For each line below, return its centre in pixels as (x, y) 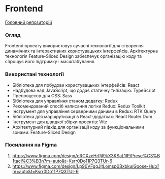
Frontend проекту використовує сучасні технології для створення (74, 46)
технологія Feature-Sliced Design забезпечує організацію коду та (73, 56)
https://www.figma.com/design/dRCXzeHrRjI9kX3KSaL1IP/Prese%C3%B (86, 155)
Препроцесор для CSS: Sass (42, 95)
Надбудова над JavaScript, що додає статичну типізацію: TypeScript (84, 90)
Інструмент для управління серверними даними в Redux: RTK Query (84, 111)
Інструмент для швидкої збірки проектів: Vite (60, 122)
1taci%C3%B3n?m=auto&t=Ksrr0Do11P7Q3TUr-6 (62, 161)
